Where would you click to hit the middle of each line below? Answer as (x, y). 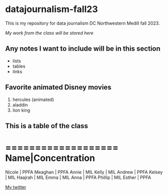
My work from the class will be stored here (49, 33)
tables (19, 66)
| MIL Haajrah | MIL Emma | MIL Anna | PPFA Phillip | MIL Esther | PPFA (78, 177)
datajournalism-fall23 (52, 9)
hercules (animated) (33, 100)
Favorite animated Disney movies (58, 87)
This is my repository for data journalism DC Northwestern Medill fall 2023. (82, 23)
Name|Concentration (50, 158)
